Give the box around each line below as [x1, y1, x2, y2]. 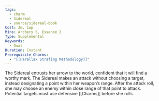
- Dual [9, 43, 23, 48]
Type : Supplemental [5, 34, 44, 39]
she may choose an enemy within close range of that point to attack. [5, 85, 142, 91]
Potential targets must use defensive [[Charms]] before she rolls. [5, 91, 134, 97]
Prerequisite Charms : [5, 52, 49, 57]
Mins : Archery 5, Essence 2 [5, 30, 62, 34]
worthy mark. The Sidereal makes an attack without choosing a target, [5, 75, 145, 81]
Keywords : [5, 39, 25, 44]
